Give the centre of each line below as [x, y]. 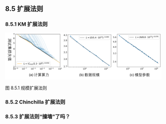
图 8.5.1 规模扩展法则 [26, 88]
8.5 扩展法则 [24, 9]
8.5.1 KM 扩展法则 [27, 24]
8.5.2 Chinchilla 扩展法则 [35, 102]
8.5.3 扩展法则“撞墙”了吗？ [38, 117]
